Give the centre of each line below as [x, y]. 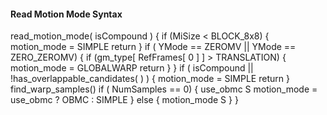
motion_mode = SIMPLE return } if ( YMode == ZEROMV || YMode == [153, 47]
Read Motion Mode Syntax [66, 14]
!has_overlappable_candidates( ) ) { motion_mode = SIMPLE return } [150, 79]
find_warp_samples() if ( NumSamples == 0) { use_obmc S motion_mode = [164, 89]
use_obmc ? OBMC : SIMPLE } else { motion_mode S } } [124, 100]
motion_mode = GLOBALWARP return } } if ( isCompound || [132, 68]
